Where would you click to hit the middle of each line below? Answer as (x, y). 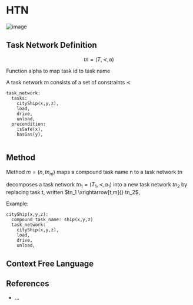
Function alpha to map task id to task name (58, 71)
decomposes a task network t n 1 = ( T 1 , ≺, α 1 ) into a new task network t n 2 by (97, 185)
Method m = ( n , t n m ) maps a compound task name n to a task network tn (94, 173)
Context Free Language (50, 263)
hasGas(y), (30, 134)
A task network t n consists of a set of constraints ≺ (69, 82)
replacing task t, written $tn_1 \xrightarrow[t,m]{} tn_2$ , (73, 192)
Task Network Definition (51, 45)
